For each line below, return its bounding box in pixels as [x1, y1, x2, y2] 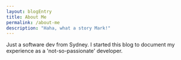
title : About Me [6, 14, 47, 20]
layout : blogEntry [6, 8, 52, 15]
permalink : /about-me [6, 19, 60, 25]
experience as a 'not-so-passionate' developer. [6, 48, 123, 55]
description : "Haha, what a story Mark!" [6, 25, 111, 31]
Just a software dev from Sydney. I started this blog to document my [6, 41, 175, 48]
